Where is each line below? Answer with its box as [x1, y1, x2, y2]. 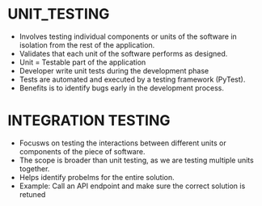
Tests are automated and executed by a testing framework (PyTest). [19, 74, 246, 84]
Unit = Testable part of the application [19, 57, 146, 67]
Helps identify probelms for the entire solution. [19, 172, 175, 182]
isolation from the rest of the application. [19, 40, 155, 49]
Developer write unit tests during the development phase [19, 65, 209, 75]
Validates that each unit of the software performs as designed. [19, 48, 228, 58]
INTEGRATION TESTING [7, 111, 171, 130]
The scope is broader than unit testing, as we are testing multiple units [19, 155, 254, 165]
